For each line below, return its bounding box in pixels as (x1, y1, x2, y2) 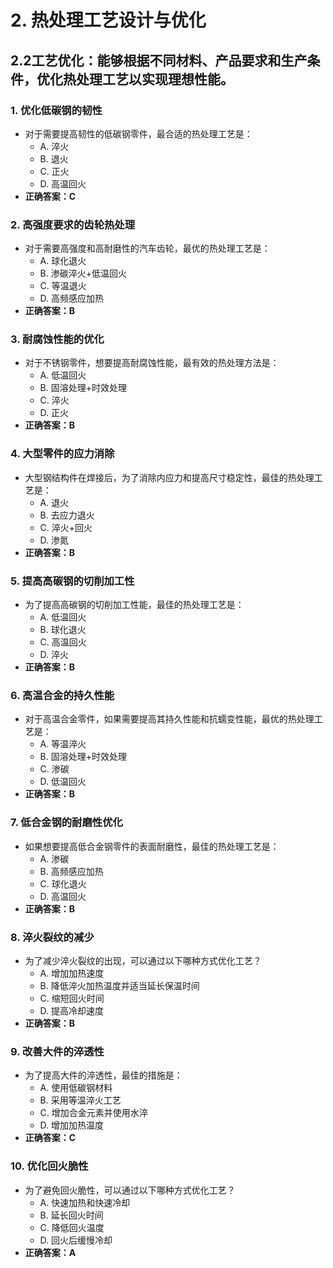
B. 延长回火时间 (39, 1209, 104, 1221)
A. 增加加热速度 (39, 967, 105, 979)
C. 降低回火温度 (39, 1221, 105, 1233)
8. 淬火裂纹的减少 (10, 930, 95, 944)
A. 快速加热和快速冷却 (39, 1196, 131, 1208)
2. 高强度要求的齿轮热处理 (10, 217, 136, 231)
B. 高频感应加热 (39, 865, 104, 877)
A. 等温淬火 (39, 738, 87, 750)
